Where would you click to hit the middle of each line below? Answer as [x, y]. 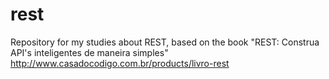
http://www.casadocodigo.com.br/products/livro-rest [120, 63]
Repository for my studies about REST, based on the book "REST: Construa [165, 42]
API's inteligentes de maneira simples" [89, 52]
